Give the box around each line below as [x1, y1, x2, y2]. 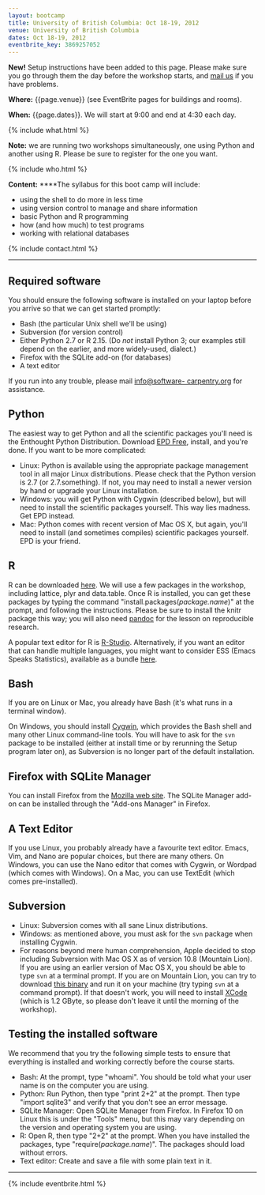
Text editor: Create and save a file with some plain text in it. [19, 1155, 212, 1166]
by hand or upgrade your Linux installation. [19, 485, 159, 495]
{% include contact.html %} [8, 244, 99, 254]
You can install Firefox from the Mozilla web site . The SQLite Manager [8, 791, 234, 801]
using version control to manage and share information [19, 203, 199, 213]
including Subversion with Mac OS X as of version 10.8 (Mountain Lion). [19, 954, 252, 963]
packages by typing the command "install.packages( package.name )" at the [8, 597, 255, 606]
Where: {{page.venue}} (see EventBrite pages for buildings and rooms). [8, 95, 242, 104]
